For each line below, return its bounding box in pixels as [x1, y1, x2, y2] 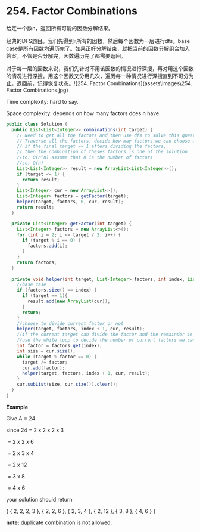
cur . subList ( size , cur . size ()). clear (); [17, 382, 118, 388]
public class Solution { [6, 121, 68, 127]
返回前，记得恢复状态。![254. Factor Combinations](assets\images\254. [16, 79, 193, 87]
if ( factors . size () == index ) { [17, 287, 97, 293]
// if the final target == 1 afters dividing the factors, [17, 143, 167, 150]
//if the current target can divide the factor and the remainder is [17, 332, 193, 338]
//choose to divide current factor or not [17, 320, 124, 326]
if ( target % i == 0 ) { [21, 237, 82, 243]
